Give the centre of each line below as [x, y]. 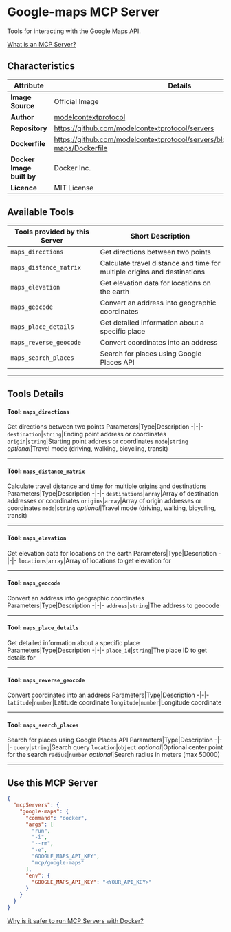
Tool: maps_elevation [37, 538]
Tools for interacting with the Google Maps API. [74, 31]
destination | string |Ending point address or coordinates [87, 434]
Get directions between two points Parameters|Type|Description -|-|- [106, 427]
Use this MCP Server [52, 783]
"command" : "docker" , [56, 818]
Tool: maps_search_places [43, 725]
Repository [29, 128]
